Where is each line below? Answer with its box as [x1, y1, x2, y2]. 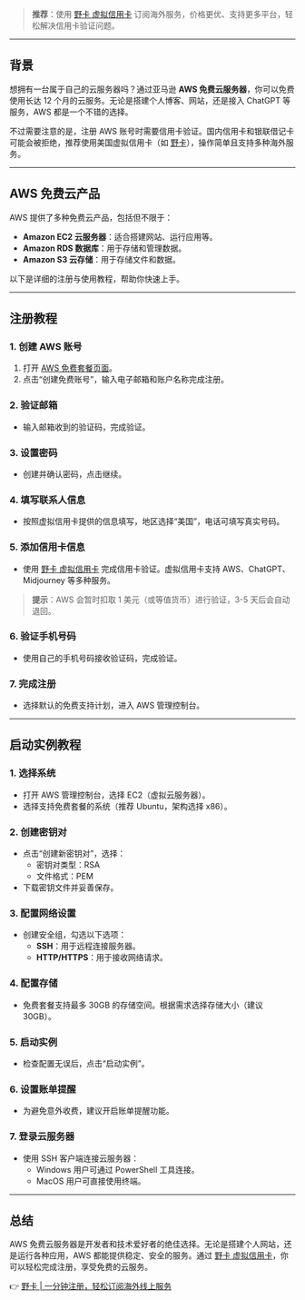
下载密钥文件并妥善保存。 [22, 882, 119, 893]
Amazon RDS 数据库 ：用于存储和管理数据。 [22, 243, 187, 253]
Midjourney [22, 574, 65, 585]
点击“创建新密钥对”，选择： [22, 848, 126, 859]
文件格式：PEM [35, 871, 93, 882]
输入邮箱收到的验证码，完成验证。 [22, 422, 151, 432]
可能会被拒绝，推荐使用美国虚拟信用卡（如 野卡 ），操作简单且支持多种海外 [9, 136, 286, 148]
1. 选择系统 [9, 767, 56, 779]
